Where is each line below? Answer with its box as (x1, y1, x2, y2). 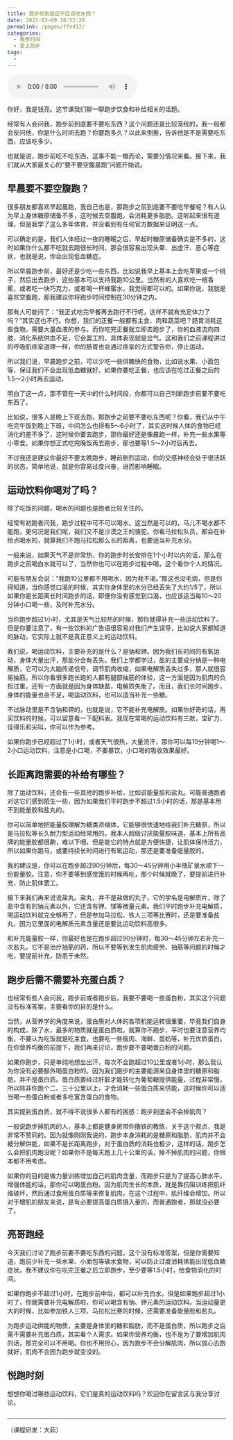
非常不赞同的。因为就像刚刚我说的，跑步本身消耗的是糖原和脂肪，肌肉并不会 (7, 1131, 226, 1139)
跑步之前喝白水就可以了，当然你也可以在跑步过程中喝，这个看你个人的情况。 (7, 560, 226, 568)
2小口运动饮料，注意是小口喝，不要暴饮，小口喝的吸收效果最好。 (7, 746, 193, 754)
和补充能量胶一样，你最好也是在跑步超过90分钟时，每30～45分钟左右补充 (7, 934, 218, 943)
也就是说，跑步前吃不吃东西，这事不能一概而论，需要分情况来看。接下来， (7, 151, 220, 160)
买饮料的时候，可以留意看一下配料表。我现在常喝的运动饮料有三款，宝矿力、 (7, 714, 226, 722)
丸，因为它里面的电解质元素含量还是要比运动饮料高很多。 (7, 920, 171, 928)
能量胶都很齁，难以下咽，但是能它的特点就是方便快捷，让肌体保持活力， (19, 838, 226, 846)
